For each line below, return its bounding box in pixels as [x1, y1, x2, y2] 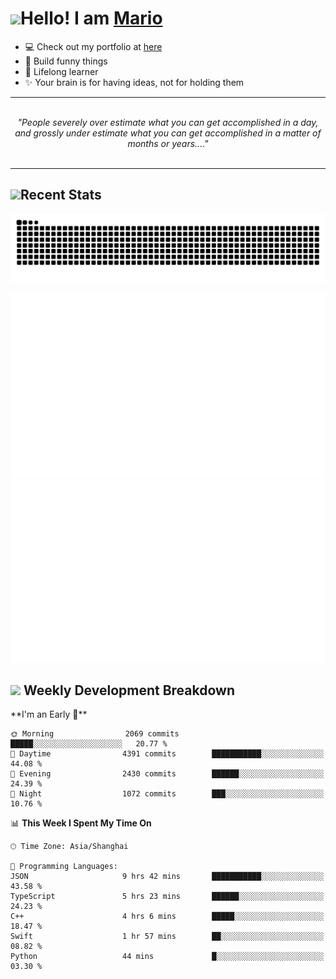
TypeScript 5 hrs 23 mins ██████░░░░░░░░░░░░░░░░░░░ [10, 892, 325, 902]
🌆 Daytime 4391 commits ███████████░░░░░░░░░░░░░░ [10, 749, 325, 759]
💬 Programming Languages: [10, 862, 118, 872]
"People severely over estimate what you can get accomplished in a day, [17, 116, 319, 128]
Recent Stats [20, 187, 102, 204]
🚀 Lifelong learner [24, 65, 99, 77]
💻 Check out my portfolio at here [24, 40, 163, 52]
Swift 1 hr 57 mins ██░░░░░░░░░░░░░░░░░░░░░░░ [10, 932, 325, 942]
